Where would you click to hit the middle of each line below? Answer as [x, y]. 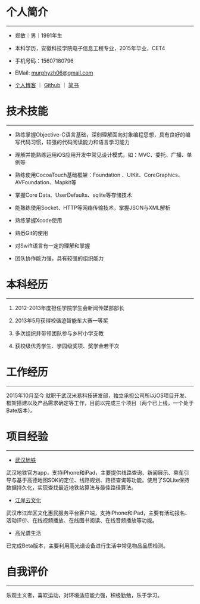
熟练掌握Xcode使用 [38, 220]
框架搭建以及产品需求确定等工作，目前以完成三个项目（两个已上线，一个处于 [100, 402]
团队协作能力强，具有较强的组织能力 [59, 258]
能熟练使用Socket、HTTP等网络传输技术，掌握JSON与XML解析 [93, 207]
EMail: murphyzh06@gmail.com [54, 73]
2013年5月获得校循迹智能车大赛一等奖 [61, 320]
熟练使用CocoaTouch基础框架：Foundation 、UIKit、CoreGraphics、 [99, 175]
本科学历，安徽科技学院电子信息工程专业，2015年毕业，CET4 [90, 48]
